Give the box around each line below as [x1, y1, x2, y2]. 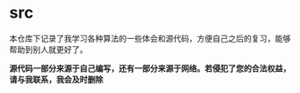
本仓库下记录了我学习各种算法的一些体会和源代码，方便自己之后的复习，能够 [9, 33, 291, 43]
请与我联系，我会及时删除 [9, 74, 104, 84]
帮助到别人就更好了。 [9, 43, 87, 55]
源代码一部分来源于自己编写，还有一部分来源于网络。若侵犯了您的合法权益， [9, 63, 291, 74]
